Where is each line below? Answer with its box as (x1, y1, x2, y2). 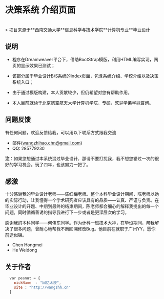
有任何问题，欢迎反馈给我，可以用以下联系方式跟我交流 (5, 129, 116, 135)
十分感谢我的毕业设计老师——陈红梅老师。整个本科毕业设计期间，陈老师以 (5, 191, 155, 197)
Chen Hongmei (12, 242, 43, 248)
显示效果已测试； (20, 62, 55, 69)
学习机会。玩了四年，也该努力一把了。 (13, 161, 91, 167)
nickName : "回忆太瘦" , (14, 280, 61, 285)
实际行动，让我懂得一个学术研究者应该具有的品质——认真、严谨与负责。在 (9, 197, 159, 203)
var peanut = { (9, 276, 41, 281)
